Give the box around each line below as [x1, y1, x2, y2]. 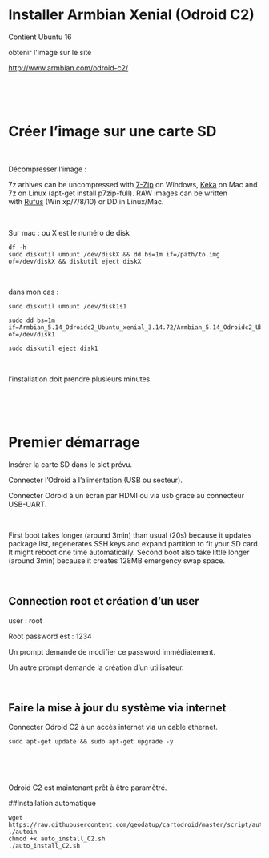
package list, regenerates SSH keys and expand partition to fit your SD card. [8, 538, 260, 548]
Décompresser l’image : [8, 164, 87, 174]
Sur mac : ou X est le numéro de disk [8, 228, 130, 237]
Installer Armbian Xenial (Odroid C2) [8, 6, 255, 24]
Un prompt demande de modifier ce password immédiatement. [8, 647, 216, 656]
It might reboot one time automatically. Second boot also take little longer [8, 547, 250, 557]
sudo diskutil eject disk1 [8, 344, 98, 352]
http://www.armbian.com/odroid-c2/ [8, 62, 129, 73]
